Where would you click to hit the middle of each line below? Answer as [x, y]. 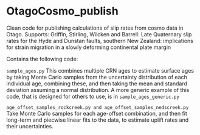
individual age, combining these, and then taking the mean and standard [97, 84]
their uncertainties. [30, 126]
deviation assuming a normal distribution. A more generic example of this [98, 90]
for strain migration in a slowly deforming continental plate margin [89, 47]
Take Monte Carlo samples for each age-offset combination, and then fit [97, 113]
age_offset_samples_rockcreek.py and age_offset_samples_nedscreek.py [98, 107]
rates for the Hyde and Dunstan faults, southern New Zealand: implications [100, 41]
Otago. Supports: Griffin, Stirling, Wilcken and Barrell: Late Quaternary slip [99, 34]
